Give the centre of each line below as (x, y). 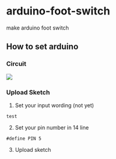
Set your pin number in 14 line (52, 127)
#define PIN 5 (24, 139)
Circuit (17, 64)
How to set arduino (42, 47)
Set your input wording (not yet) (54, 105)
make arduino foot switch (38, 28)
